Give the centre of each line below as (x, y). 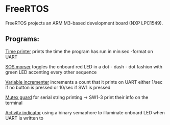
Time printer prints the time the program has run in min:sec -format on (79, 51)
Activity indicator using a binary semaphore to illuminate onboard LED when (85, 112)
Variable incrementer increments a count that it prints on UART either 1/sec (84, 82)
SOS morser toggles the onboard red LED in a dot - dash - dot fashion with (84, 66)
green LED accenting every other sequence (51, 72)
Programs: (22, 39)
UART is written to (24, 118)
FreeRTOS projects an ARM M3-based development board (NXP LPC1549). (84, 23)
